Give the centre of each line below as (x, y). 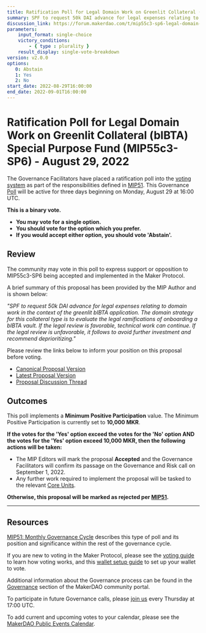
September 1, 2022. (41, 472)
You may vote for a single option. (58, 222)
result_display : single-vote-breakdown (69, 52)
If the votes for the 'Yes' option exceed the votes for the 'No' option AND (101, 434)
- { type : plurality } (59, 47)
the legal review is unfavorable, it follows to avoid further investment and (99, 332)
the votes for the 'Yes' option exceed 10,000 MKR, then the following (96, 441)
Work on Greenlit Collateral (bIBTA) (98, 135)
